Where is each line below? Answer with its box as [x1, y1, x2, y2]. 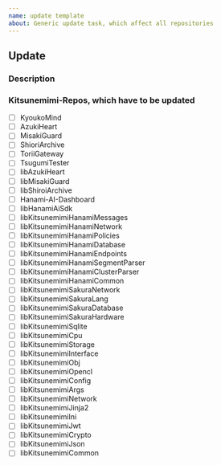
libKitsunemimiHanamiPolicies [19, 230, 121, 240]
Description [8, 73, 55, 84]
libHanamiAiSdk [19, 203, 73, 213]
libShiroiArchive [19, 186, 72, 195]
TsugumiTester [19, 158, 70, 168]
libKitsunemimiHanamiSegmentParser [19, 258, 145, 267]
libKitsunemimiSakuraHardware [19, 312, 125, 322]
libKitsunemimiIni [19, 412, 77, 422]
